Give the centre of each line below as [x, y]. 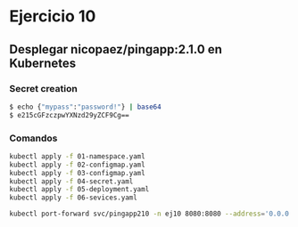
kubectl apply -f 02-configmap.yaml [77, 165]
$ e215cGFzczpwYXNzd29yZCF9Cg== [69, 115]
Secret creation [43, 88]
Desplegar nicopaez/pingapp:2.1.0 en [116, 49]
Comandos [33, 138]
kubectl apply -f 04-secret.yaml [71, 181]
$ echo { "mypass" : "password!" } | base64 [86, 107]
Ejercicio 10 [53, 16]
